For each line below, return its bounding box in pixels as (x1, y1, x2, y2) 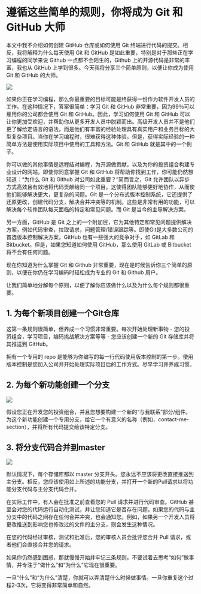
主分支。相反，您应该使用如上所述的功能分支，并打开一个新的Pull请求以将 (6, 478, 188, 485)
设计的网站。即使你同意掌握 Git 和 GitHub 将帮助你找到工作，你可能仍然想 (11, 168, 193, 175)
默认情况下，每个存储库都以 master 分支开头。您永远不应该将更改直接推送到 (6, 470, 194, 478)
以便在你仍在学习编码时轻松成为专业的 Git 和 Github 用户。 (16, 268, 162, 276)
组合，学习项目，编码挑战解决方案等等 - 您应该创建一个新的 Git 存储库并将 (11, 332, 194, 340)
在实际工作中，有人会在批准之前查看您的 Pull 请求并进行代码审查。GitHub (6, 499, 187, 506)
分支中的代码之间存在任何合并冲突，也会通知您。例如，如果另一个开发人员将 (6, 514, 195, 521)
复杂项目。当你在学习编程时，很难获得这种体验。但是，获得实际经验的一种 (11, 133, 195, 140)
